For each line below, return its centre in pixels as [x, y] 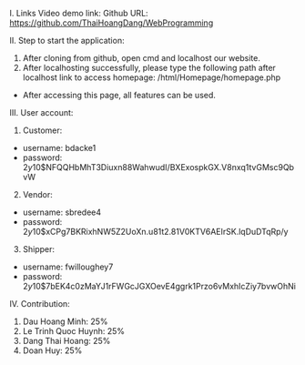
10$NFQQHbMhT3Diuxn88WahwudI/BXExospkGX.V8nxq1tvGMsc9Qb [163, 167]
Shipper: [39, 249]
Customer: [42, 130]
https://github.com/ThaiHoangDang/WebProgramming [112, 23]
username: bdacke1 [59, 148]
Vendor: [37, 194]
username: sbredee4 [62, 212]
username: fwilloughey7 [68, 267]
